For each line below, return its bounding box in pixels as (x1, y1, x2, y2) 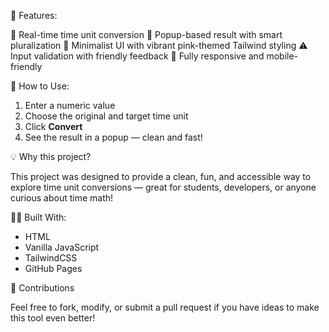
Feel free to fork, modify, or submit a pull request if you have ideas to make (10, 301, 320, 313)
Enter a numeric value (24, 100, 116, 111)
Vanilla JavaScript (24, 241, 100, 253)
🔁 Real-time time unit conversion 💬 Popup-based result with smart (10, 29, 283, 40)
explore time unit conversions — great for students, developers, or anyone (10, 181, 317, 193)
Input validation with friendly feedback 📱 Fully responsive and (10, 50, 265, 62)
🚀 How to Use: (10, 80, 70, 92)
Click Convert (24, 121, 83, 132)
